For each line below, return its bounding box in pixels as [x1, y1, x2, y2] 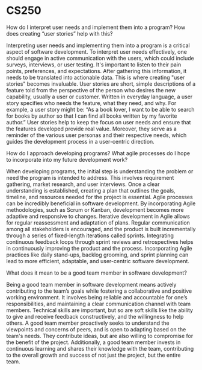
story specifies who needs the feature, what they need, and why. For [6, 99, 177, 106]
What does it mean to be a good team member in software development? [6, 269, 188, 276]
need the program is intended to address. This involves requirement [6, 174, 174, 181]
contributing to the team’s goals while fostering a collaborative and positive [6, 287, 192, 295]
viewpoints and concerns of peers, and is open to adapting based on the [6, 325, 186, 333]
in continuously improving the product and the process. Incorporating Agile [6, 244, 192, 252]
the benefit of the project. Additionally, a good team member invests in [6, 339, 181, 346]
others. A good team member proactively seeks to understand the [6, 319, 170, 327]
